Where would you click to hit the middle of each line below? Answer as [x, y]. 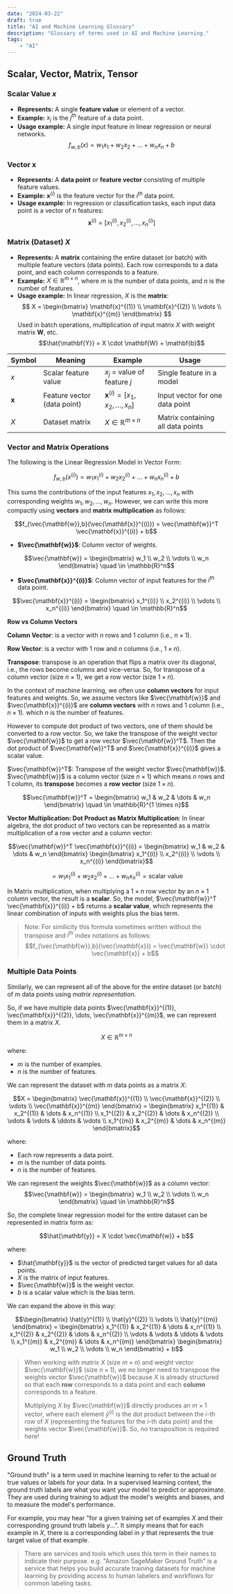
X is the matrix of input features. [63, 1278]
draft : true [24, 20]
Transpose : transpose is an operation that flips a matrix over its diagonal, [112, 662]
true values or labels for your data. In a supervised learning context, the [110, 1482]
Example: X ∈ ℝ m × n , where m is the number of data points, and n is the [121, 280]
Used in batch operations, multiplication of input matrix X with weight [116, 325]
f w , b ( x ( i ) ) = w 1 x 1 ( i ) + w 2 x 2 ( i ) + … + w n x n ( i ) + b [116, 477]
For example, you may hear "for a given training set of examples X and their [115, 1517]
